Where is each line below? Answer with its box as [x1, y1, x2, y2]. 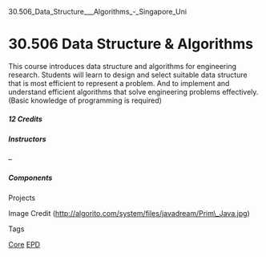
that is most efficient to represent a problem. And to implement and [8, 78, 230, 88]
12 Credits [8, 114, 42, 124]
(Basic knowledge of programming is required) [8, 96, 163, 105]
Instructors [8, 134, 46, 144]
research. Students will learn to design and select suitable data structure [8, 70, 248, 80]
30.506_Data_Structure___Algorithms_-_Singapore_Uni [8, 7, 187, 16]
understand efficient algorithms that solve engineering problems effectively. [8, 87, 259, 96]
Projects [8, 193, 36, 203]
